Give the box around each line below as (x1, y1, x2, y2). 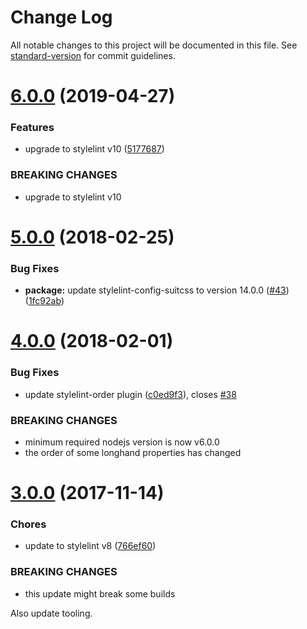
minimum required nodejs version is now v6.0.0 (24, 436, 220, 448)
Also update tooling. (10, 607, 93, 619)
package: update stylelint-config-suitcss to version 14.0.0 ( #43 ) (24, 284, 290, 296)
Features (10, 121, 55, 135)
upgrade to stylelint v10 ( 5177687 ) (24, 143, 165, 155)
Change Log (10, 6, 113, 29)
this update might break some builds (24, 587, 176, 600)
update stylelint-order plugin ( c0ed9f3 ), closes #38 (24, 388, 237, 400)
